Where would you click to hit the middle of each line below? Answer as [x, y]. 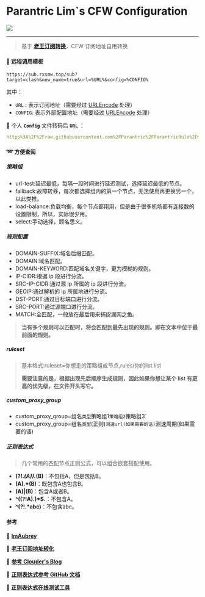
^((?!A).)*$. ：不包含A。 [45, 499]
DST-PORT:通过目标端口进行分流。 [59, 299]
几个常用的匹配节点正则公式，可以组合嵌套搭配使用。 [88, 463]
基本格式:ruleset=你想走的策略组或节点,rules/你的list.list [91, 365]
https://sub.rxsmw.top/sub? [42, 74]
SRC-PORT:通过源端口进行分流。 [56, 306]
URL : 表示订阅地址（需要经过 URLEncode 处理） [75, 105]
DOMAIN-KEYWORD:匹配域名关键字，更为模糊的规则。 [85, 268]
